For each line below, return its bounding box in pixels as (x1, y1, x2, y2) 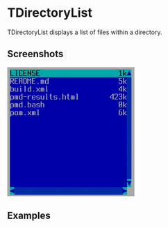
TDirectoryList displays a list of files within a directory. (7, 28, 162, 36)
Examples (7, 210, 51, 222)
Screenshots (7, 48, 64, 60)
